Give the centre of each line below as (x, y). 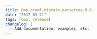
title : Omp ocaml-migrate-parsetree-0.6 (49, 10)
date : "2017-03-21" (26, 15)
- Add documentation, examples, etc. (50, 29)
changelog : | (19, 24)
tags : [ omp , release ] (28, 19)
